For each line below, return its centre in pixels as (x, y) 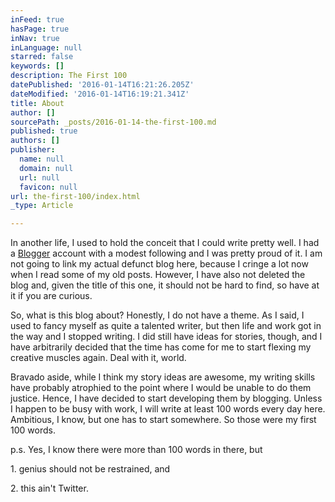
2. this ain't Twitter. (49, 488)
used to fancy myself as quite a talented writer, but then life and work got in (166, 326)
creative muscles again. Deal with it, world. (98, 358)
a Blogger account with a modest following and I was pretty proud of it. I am (166, 253)
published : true (44, 131)
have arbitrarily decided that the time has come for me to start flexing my (161, 347)
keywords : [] (37, 66)
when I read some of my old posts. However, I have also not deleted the (158, 275)
